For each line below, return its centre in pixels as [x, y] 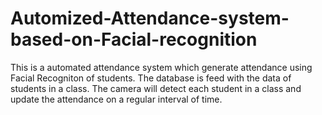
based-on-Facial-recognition [134, 39]
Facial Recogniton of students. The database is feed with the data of [151, 78]
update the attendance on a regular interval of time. [116, 99]
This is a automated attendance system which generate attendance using [161, 67]
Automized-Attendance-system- [150, 18]
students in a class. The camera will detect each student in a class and [156, 88]
